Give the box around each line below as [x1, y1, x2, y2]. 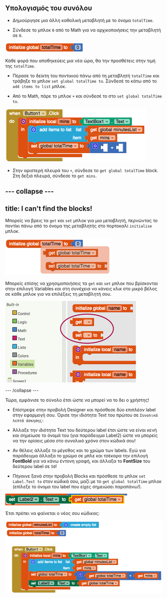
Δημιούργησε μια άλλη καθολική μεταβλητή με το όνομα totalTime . [12, 17, 154, 23]
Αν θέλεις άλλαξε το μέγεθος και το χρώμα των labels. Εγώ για [12, 447, 146, 453]
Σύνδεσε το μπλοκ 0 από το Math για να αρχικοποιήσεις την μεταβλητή [12, 27, 161, 33]
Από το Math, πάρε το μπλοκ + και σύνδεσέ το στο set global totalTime [12, 93, 162, 99]
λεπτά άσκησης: [12, 418, 44, 423]
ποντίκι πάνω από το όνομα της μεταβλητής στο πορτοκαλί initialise [5, 223, 152, 229]
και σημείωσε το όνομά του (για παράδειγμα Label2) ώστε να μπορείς [12, 432, 158, 438]
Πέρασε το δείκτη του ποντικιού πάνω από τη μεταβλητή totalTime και [12, 73, 159, 79]
